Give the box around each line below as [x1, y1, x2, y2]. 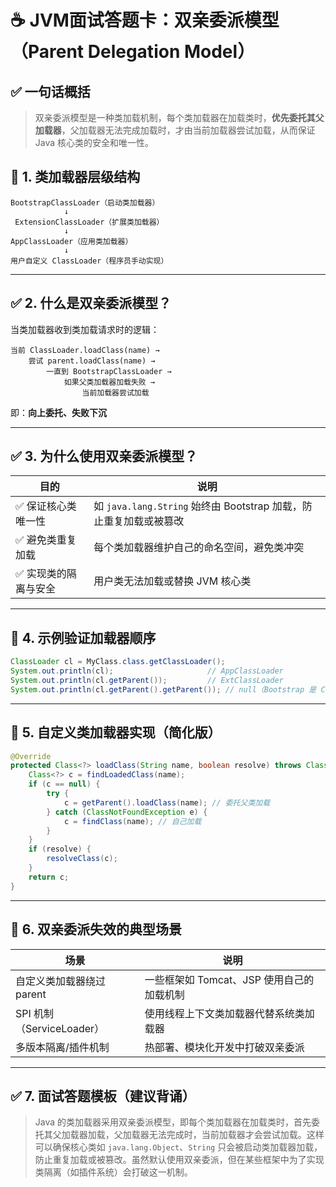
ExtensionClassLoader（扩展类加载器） [14, 217, 165, 227]
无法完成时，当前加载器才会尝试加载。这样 [148, 1129, 325, 1141]
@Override [10, 751, 52, 761]
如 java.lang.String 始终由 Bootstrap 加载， [93, 499, 303, 513]
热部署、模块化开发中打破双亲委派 [144, 1040, 305, 1054]
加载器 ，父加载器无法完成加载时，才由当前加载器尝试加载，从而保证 [34, 124, 316, 136]
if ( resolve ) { [28, 844, 92, 855]
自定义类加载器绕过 [15, 974, 107, 988]
